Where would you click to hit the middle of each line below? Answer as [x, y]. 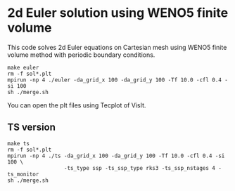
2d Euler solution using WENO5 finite [118, 13]
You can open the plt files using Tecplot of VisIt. [77, 105]
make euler [23, 67]
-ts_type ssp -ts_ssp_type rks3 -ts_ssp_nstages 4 [140, 168]
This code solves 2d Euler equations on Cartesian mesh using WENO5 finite [117, 47]
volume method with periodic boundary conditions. [81, 55]
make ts [19, 143]
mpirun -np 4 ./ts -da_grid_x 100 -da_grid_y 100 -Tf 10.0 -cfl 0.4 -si [116, 156]
